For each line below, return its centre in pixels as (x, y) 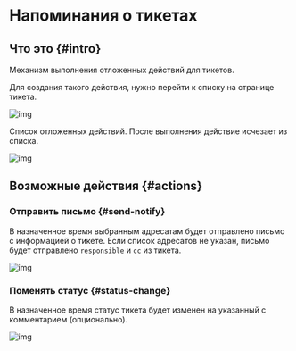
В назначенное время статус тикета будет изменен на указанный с (138, 310)
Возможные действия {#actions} (106, 186)
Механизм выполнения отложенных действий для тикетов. (122, 70)
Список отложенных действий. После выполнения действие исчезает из (148, 131)
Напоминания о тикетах (103, 16)
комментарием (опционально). (68, 319)
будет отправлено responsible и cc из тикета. (95, 250)
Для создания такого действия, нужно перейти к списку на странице (142, 87)
